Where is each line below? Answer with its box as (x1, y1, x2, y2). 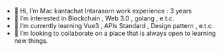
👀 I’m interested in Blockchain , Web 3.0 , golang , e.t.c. (13, 14, 175, 22)
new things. (13, 37, 48, 45)
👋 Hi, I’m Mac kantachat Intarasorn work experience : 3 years (13, 7, 192, 15)
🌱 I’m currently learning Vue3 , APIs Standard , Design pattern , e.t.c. (13, 22, 214, 30)
